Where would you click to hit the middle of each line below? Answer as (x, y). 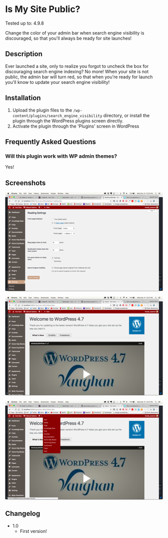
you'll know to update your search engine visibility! (57, 82)
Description (24, 54)
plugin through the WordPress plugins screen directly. (68, 121)
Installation (23, 98)
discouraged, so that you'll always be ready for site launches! (68, 38)
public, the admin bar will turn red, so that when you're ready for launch (79, 77)
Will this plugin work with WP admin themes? (61, 156)
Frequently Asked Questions (51, 142)
